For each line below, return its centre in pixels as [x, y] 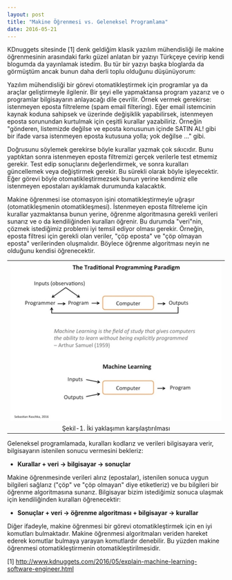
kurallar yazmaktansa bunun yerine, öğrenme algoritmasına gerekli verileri [113, 214]
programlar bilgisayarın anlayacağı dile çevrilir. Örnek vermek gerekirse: [109, 99]
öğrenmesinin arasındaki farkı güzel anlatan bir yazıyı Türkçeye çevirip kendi [116, 57]
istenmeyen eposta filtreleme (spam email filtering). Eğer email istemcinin [112, 107]
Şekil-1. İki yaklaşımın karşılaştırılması [116, 428]
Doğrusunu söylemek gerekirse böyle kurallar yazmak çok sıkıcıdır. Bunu [110, 150]
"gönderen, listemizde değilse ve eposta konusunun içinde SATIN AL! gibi [112, 129]
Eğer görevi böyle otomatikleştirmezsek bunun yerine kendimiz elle [103, 179]
